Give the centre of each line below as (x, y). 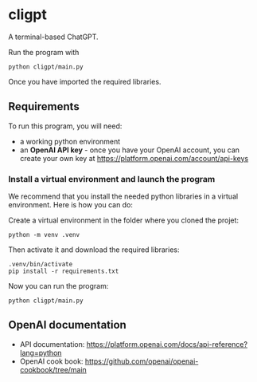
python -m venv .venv (44, 235)
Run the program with (44, 52)
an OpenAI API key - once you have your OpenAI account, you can (130, 150)
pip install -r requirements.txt (64, 272)
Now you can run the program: (58, 286)
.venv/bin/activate (41, 265)
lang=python (41, 352)
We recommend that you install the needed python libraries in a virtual (123, 196)
